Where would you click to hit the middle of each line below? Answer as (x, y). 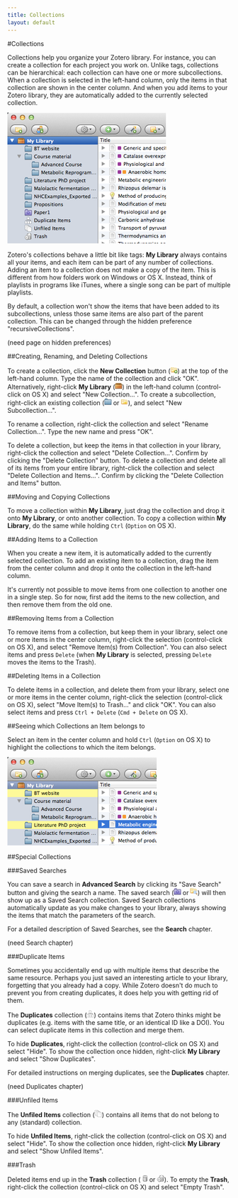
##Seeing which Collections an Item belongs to (76, 726)
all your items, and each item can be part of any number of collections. (110, 262)
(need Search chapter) (40, 943)
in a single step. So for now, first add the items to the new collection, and (113, 597)
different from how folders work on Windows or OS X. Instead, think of (110, 277)
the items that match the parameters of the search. (81, 915)
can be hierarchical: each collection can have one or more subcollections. (115, 72)
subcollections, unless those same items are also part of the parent (105, 314)
